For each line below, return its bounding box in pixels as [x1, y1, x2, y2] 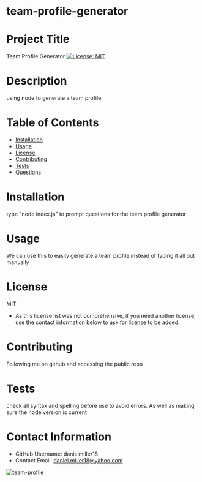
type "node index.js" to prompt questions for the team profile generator [6, 210, 187, 217]
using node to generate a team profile [6, 94, 102, 102]
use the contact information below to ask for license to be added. [15, 318, 180, 326]
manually [6, 258, 29, 266]
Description [6, 74, 67, 88]
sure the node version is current [6, 409, 88, 416]
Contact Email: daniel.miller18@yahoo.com [15, 456, 123, 464]
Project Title [6, 32, 70, 47]
